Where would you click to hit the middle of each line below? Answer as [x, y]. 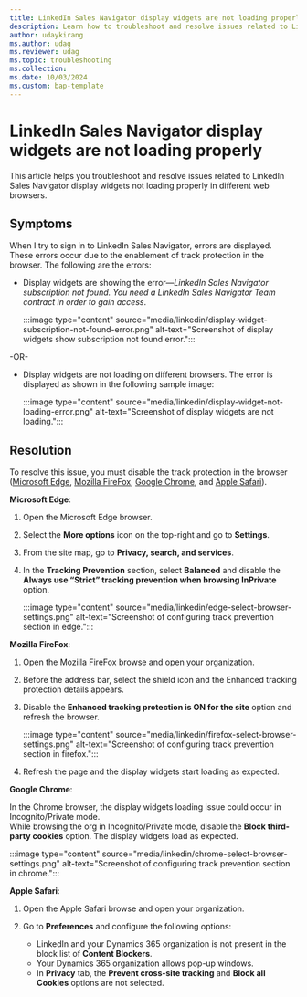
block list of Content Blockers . [94, 954]
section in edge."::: [58, 627]
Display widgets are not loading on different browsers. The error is [148, 374]
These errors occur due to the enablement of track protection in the [137, 256]
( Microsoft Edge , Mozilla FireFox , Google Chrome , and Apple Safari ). [138, 482]
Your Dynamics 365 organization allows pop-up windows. [145, 963]
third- [279, 826]
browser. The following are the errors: [81, 265]
